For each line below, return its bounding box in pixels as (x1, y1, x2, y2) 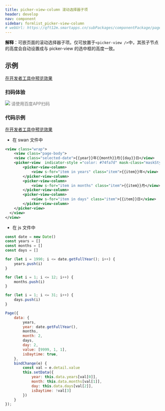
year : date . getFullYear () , (23, 324, 78, 329)
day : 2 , (23, 343, 38, 348)
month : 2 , (23, 334, 43, 338)
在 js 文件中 (12, 224, 36, 231)
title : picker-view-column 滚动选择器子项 (5, 7, 88, 12)
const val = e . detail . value (23, 365, 80, 370)
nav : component (5, 16, 36, 21)
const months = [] (5, 243, 43, 248)
